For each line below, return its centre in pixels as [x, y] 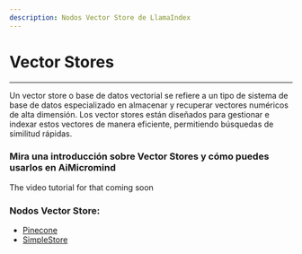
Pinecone [40, 231]
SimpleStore [45, 240]
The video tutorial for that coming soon [82, 187]
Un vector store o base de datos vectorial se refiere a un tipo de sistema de [149, 95]
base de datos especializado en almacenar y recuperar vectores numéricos [149, 105]
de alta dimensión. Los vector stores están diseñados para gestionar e [139, 114]
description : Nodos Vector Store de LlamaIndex [100, 18]
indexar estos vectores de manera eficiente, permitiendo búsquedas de [142, 124]
